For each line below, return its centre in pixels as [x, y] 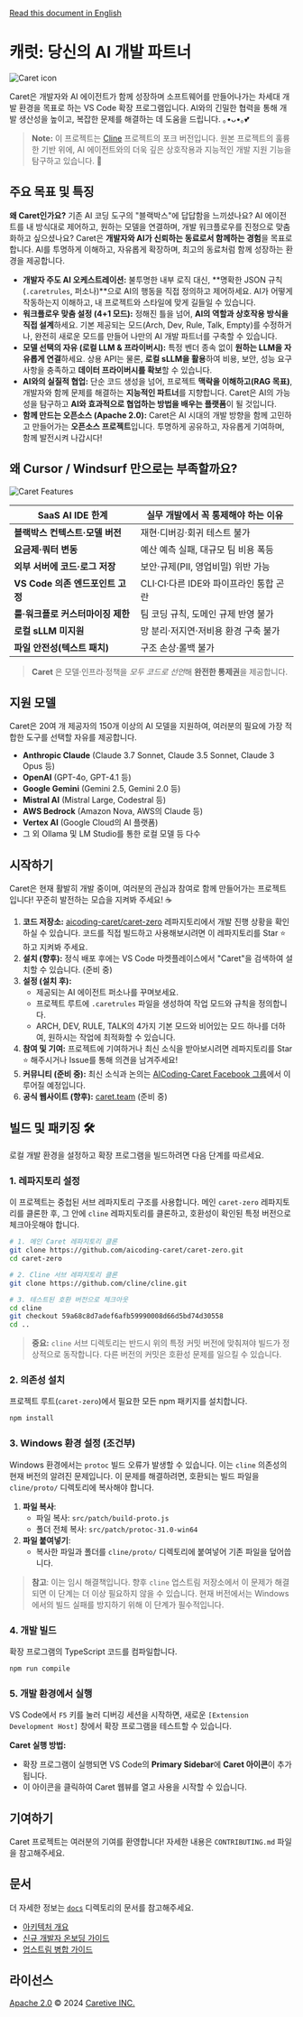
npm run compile [40, 1669]
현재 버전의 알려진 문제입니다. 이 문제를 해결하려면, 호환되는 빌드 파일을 [134, 1476]
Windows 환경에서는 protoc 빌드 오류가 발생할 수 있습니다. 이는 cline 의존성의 [148, 1465]
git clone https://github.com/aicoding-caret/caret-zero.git [127, 1250]
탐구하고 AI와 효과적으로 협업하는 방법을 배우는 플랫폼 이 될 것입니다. [158, 403]
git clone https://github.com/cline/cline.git [98, 1283]
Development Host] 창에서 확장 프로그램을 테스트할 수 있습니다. [121, 1726]
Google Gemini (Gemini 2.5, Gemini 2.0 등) [101, 789]
